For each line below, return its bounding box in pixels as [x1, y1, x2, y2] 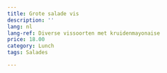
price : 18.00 [7, 36, 45, 43]
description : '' [7, 17, 54, 24]
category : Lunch [7, 42, 54, 49]
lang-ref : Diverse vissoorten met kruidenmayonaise [7, 29, 160, 37]
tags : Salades [7, 49, 49, 56]
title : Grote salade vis [7, 10, 79, 17]
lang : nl [7, 23, 33, 30]
